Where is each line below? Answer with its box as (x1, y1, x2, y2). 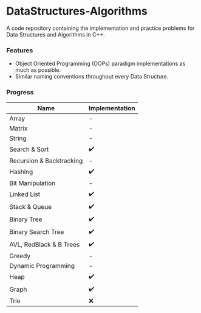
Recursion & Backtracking (9, 156, 83, 165)
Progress (6, 88, 34, 97)
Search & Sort (9, 145, 49, 153)
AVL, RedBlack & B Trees (9, 241, 80, 249)
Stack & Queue (9, 203, 52, 211)
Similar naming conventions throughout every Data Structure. (15, 73, 169, 80)
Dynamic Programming (9, 261, 75, 270)
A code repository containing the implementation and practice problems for (6, 24, 195, 32)
